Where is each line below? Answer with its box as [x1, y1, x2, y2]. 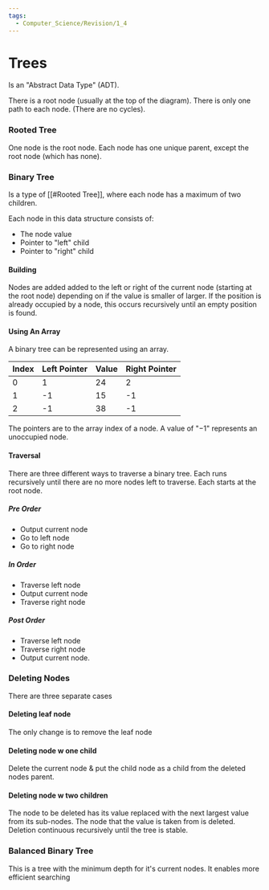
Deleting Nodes [8, 672, 71, 684]
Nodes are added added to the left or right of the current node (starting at [8, 283, 252, 292]
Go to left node [19, 533, 70, 542]
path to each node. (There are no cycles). [8, 104, 146, 114]
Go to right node [19, 541, 75, 551]
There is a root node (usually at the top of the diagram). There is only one [8, 96, 251, 105]
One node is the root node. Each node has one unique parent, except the [8, 142, 249, 153]
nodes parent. [8, 772, 55, 782]
